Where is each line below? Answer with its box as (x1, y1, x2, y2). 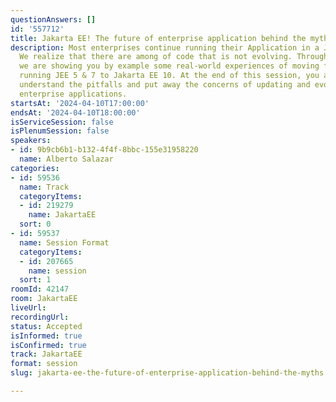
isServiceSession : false (10, 117, 114, 127)
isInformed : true (10, 331, 83, 341)
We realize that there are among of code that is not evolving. (19, 52, 293, 62)
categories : (10, 163, 60, 173)
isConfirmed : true (10, 340, 87, 350)
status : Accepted (10, 321, 83, 331)
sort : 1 (19, 275, 52, 285)
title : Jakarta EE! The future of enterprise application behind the (10, 33, 307, 43)
